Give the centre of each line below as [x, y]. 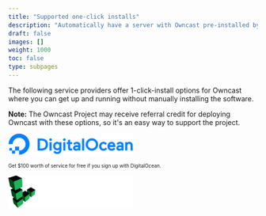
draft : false [30, 33]
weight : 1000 [30, 50]
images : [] [26, 42]
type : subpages [33, 67]
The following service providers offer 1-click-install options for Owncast [125, 90]
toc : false [26, 59]
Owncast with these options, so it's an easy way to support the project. [124, 122]
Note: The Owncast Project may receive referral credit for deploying [120, 114]
